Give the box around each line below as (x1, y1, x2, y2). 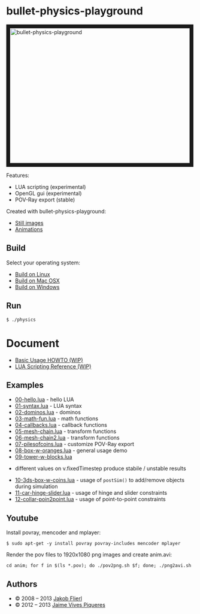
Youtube (6, 513, 39, 523)
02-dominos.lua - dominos (14, 409, 81, 416)
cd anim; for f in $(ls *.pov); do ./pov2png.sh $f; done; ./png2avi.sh (6, 562, 192, 569)
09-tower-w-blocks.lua (14, 453, 72, 460)
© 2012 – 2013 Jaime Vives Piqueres (14, 601, 106, 608)
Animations (14, 225, 43, 233)
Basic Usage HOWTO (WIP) (14, 356, 83, 363)
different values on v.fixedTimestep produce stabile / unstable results (14, 465, 187, 472)
